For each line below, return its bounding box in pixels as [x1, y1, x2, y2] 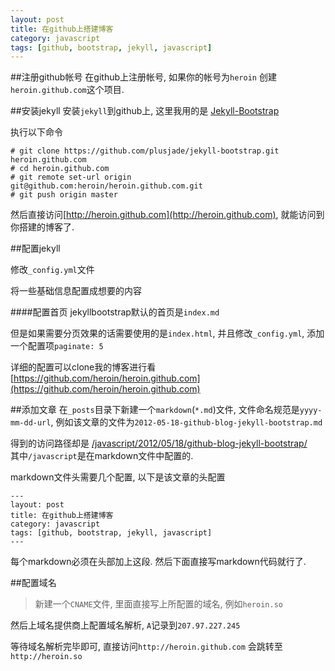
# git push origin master [10, 190, 118, 200]
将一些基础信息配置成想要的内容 [10, 285, 142, 297]
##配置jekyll [10, 242, 61, 255]
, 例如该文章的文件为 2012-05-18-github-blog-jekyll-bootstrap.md [50, 416, 323, 428]
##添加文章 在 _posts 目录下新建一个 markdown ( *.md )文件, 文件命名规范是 [10, 404, 300, 416]
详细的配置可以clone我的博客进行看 [10, 361, 157, 373]
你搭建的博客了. [10, 221, 75, 233]
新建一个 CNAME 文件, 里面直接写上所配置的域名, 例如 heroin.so [34, 598, 283, 610]
